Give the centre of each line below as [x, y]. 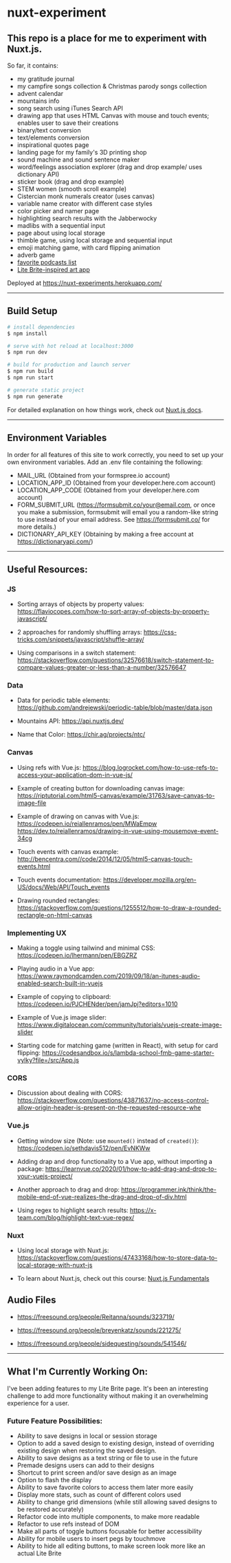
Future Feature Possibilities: [55, 1421]
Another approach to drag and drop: [68, 1190]
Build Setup [32, 311]
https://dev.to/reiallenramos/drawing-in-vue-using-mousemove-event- [118, 831]
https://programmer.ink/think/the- [169, 1190]
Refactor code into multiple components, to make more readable [108, 1516]
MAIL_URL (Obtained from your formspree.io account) [93, 475]
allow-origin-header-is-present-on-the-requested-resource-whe [109, 1108]
